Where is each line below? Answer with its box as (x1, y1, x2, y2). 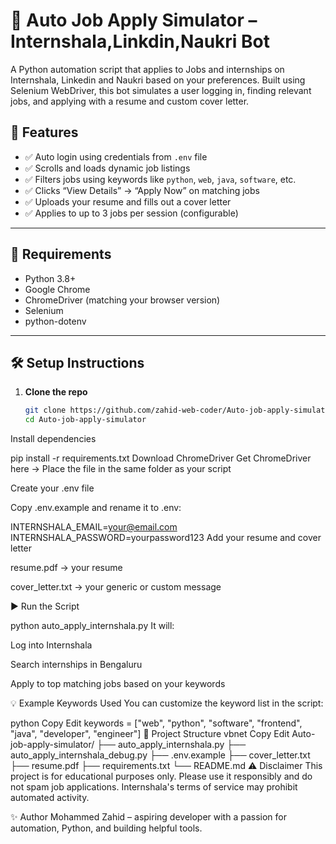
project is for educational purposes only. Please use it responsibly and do (10, 770, 313, 783)
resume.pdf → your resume (10, 562, 123, 574)
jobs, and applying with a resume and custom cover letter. (10, 95, 250, 107)
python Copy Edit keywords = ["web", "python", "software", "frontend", (10, 717, 303, 729)
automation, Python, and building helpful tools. (10, 822, 203, 834)
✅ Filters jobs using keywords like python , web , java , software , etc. (24, 173, 297, 185)
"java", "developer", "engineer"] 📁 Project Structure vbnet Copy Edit (10, 728, 290, 740)
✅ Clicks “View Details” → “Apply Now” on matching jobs (24, 184, 260, 196)
